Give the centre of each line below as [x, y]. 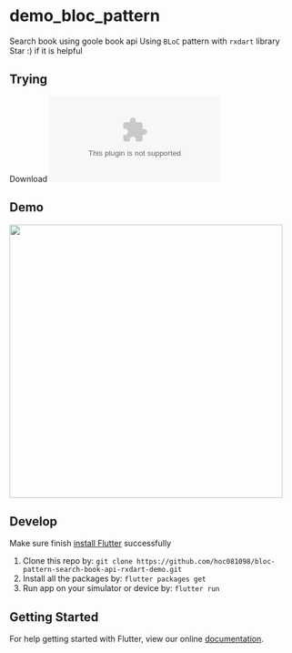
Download [29, 179]
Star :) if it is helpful [46, 50]
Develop [33, 521]
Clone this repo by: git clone [78, 561]
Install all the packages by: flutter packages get [114, 578]
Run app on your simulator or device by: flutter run [121, 588]
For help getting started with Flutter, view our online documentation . [136, 639]
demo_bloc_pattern [85, 16]
